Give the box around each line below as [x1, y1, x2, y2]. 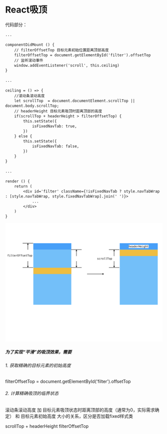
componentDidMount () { [5, 42, 55, 47]
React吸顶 [5, 4, 47, 16]
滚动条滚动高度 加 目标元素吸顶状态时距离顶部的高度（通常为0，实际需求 [5, 406, 155, 413]
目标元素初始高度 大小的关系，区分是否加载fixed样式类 [20, 413, 133, 419]
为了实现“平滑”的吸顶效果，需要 [5, 349, 72, 355]
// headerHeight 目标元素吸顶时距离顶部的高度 [14, 108, 102, 114]
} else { [14, 133, 32, 139]
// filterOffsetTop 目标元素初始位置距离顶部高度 [14, 48, 109, 53]
